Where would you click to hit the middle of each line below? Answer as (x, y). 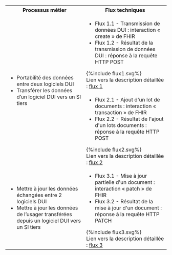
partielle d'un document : (125, 182)
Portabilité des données (45, 78)
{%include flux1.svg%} (114, 73)
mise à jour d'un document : (128, 208)
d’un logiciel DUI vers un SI (49, 97)
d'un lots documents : (121, 125)
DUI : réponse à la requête (126, 56)
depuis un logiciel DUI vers (49, 221)
